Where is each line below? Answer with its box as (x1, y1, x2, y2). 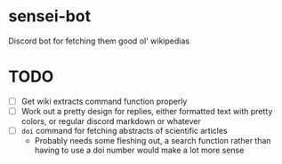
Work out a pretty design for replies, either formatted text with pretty (20, 105, 273, 116)
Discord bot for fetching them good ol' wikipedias (8, 35, 190, 46)
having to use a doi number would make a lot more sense (34, 144, 245, 156)
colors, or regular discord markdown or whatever (20, 116, 201, 126)
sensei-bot (8, 6, 91, 27)
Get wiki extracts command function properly (20, 96, 188, 106)
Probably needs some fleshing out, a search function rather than (34, 136, 272, 146)
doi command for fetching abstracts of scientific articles (20, 126, 228, 136)
